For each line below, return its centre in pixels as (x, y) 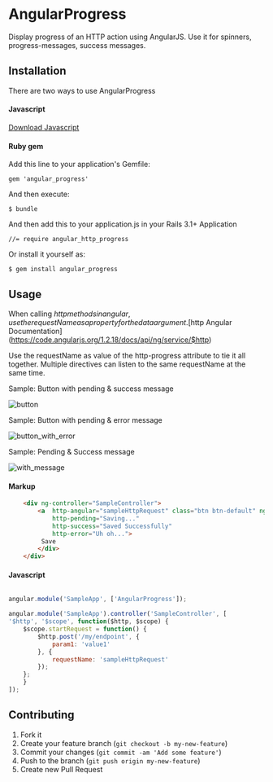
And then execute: (39, 194)
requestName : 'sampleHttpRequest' (110, 659)
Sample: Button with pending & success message (91, 389)
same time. (27, 372)
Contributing (41, 715)
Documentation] (35, 331)
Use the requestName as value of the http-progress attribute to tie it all (127, 355)
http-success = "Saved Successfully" (112, 526)
